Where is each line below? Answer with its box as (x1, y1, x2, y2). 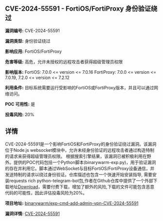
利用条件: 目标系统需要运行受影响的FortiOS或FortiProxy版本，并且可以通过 (5, 84, 154, 90)
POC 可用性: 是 (5, 101, 36, 107)
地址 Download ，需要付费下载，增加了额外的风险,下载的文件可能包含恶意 (9, 183, 155, 189)
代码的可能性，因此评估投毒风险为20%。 (5, 190, 88, 196)
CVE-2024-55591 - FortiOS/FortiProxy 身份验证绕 (5, 4, 158, 13)
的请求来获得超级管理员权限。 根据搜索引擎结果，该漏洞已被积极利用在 (5, 153, 147, 159)
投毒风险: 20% (5, 111, 35, 117)
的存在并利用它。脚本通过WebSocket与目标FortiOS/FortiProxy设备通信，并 (5, 165, 155, 171)
